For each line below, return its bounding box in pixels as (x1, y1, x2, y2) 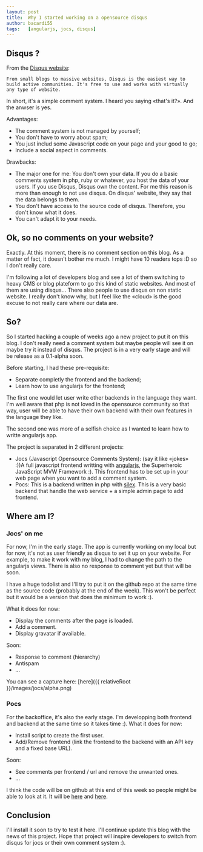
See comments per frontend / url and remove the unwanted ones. (15, 768, 179, 775)
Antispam (15, 660, 39, 667)
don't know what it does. (15, 209, 77, 216)
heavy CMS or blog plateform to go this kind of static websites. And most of (6, 280, 196, 287)
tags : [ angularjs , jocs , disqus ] (6, 25, 96, 32)
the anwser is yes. (6, 104, 52, 111)
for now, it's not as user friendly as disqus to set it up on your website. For (6, 549, 191, 557)
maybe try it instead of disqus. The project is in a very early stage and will (6, 346, 191, 353)
